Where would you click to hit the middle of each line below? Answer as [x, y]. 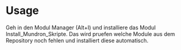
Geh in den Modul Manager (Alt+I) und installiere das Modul [81, 27]
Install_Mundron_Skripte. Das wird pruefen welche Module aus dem [90, 34]
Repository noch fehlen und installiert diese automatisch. [77, 40]
